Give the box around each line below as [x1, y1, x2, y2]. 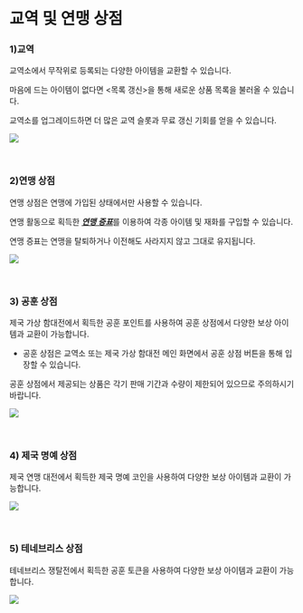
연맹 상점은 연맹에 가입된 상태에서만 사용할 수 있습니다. [9, 197, 203, 208]
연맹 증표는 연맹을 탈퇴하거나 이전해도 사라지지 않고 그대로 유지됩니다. [9, 235, 256, 246]
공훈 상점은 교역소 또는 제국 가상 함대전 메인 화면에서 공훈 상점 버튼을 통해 [22, 348, 283, 359]
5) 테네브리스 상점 [9, 542, 83, 555]
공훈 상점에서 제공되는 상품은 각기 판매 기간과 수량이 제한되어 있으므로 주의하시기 [9, 378, 295, 390]
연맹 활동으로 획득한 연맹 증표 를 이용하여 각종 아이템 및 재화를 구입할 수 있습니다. [9, 216, 294, 227]
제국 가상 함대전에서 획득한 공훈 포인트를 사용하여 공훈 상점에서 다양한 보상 [9, 317, 273, 328]
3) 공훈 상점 [9, 295, 58, 307]
